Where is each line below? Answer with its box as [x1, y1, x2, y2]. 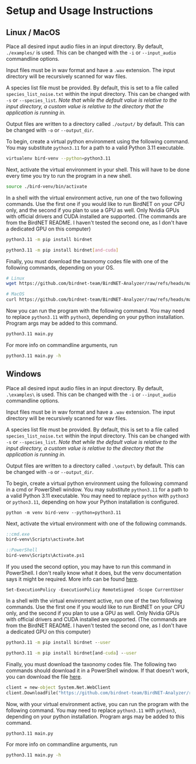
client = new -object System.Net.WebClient [6, 684, 111, 690]
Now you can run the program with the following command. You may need [6, 307, 185, 314]
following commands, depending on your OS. [6, 264, 115, 271]
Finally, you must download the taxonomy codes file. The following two [6, 660, 177, 667]
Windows [6, 369, 41, 379]
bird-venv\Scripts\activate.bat [6, 536, 85, 542]
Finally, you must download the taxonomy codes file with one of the [6, 257, 169, 264]
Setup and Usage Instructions [6, 4, 153, 18]
